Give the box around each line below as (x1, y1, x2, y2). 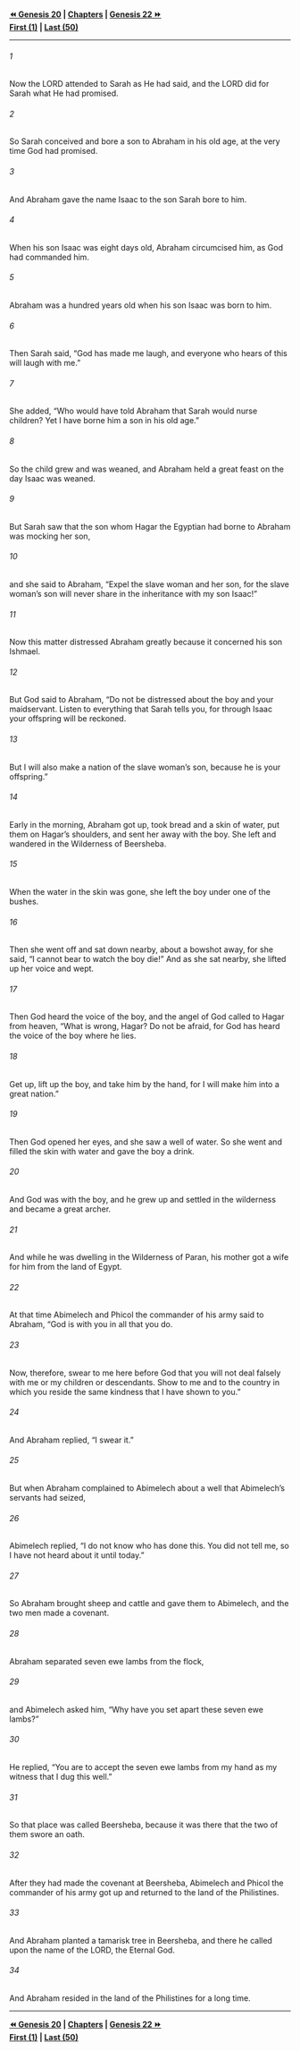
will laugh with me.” (9, 358, 81, 369)
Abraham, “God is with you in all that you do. (9, 1319, 173, 1330)
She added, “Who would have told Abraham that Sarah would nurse (9, 405, 258, 416)
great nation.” (9, 1088, 60, 1099)
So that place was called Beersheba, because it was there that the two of (9, 1819, 279, 1830)
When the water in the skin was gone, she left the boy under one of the (9, 887, 271, 898)
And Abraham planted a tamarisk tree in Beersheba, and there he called (9, 1935, 272, 1945)
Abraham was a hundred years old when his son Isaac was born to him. (9, 300, 272, 311)
